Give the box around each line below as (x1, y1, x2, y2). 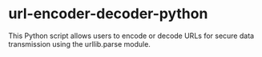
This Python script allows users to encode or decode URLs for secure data (8, 31, 255, 40)
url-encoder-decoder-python (8, 5, 208, 23)
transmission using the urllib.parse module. (8, 39, 151, 48)
